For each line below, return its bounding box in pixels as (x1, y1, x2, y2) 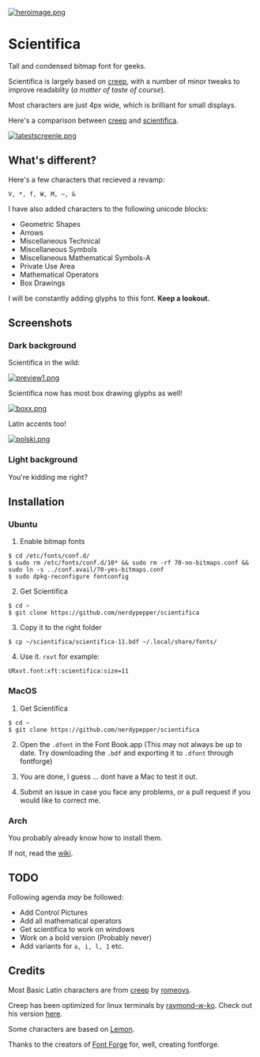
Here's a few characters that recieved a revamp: (8, 175, 165, 184)
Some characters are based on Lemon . (8, 1024, 135, 1033)
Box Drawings (19, 277, 66, 288)
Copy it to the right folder (19, 623, 102, 632)
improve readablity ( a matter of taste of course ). (8, 85, 166, 94)
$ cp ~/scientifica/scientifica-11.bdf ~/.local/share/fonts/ (8, 638, 217, 646)
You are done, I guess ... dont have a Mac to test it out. (19, 772, 198, 781)
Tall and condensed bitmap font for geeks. (8, 61, 146, 70)
